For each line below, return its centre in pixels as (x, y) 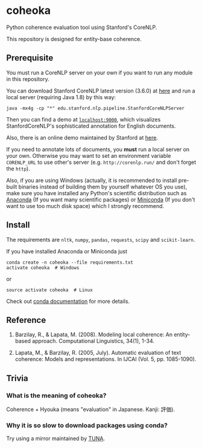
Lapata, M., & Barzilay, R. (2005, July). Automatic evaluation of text (98, 353)
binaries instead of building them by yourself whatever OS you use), (103, 187)
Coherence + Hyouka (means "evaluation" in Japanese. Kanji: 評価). (91, 409)
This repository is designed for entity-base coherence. (74, 39)
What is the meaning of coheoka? (56, 395)
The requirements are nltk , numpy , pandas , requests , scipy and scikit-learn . (101, 239)
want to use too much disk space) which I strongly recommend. (85, 206)
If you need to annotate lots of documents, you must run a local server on (98, 149)
